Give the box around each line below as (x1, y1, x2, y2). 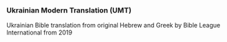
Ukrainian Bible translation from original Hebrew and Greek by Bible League (6, 21, 221, 30)
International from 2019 (6, 28, 73, 36)
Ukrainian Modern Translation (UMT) (6, 6, 132, 15)
